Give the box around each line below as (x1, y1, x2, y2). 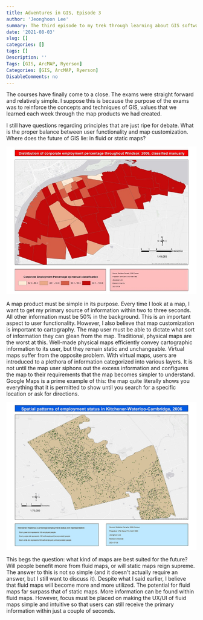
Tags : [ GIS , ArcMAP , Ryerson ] (6, 60, 83, 67)
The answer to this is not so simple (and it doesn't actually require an (6, 569, 178, 576)
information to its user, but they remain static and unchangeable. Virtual (6, 345, 184, 353)
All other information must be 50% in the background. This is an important (6, 313, 191, 321)
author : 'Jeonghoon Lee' (6, 16, 69, 22)
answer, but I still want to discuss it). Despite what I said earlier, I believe (6, 575, 186, 582)
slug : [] (6, 35, 28, 42)
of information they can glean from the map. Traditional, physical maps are (6, 333, 192, 340)
